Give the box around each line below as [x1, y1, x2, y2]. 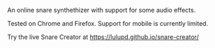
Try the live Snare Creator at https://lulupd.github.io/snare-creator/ [7, 33, 199, 41]
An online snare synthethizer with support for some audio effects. [7, 6, 196, 14]
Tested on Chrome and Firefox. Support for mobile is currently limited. [7, 19, 209, 27]
